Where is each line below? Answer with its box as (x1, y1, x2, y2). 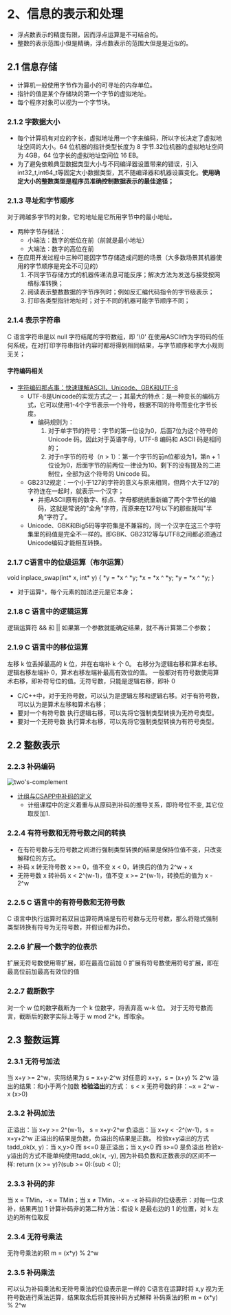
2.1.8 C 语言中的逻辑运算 (7, 607, 88, 616)
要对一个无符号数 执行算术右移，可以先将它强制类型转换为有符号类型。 (16, 717, 218, 725)
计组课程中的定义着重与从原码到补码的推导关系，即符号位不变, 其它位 (27, 801, 224, 809)
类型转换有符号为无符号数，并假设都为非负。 (7, 923, 134, 932)
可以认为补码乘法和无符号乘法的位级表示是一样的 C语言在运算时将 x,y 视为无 (7, 1285, 224, 1293)
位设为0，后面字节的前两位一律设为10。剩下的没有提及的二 (47, 461, 215, 469)
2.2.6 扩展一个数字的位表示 (7, 942, 98, 952)
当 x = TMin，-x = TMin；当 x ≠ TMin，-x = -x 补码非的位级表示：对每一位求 (7, 1196, 223, 1204)
